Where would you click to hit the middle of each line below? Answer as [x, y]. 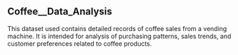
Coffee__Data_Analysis [60, 12]
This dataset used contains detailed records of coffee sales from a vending [117, 28]
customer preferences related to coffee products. [80, 43]
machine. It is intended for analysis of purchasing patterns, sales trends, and [119, 36]
